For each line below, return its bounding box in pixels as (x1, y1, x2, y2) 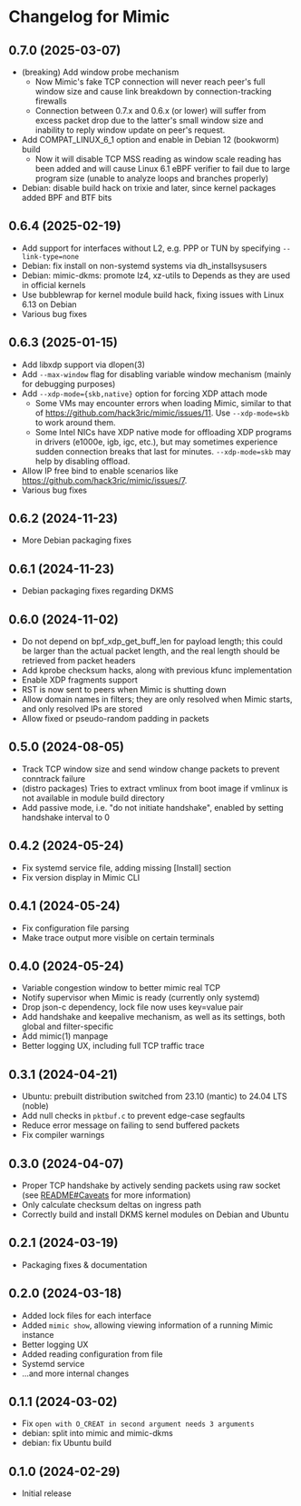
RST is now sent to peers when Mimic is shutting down (21, 684, 228, 695)
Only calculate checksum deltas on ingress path (21, 1199, 201, 1210)
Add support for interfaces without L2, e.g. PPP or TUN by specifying (21, 243, 281, 254)
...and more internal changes (21, 1368, 130, 1379)
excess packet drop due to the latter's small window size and (34, 115, 264, 125)
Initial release (21, 1488, 72, 1499)
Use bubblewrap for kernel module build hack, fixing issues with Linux (21, 289, 285, 300)
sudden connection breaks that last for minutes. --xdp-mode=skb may (34, 445, 292, 456)
